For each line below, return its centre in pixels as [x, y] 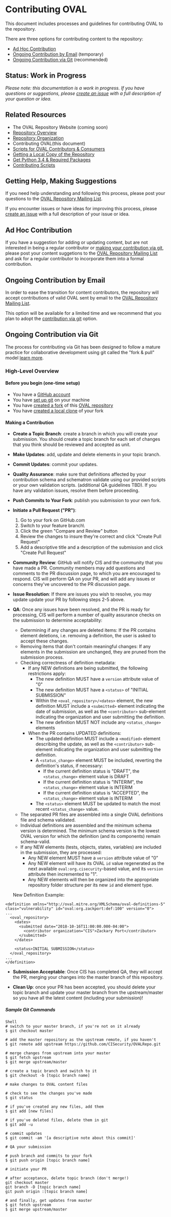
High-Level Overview [32, 371]
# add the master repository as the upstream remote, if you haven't [81, 1040]
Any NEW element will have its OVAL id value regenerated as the [96, 863]
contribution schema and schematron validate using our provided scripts [89, 480]
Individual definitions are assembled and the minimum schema [86, 826]
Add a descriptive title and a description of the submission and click [92, 548]
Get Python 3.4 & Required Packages [52, 160]
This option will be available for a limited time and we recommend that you [83, 313]
